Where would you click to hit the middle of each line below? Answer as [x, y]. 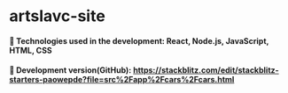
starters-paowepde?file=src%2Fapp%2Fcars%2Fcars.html [122, 80]
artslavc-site [58, 16]
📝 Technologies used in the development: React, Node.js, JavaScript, [139, 40]
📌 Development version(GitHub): [70, 70]
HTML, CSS [31, 50]
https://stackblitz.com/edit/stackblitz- [206, 70]
